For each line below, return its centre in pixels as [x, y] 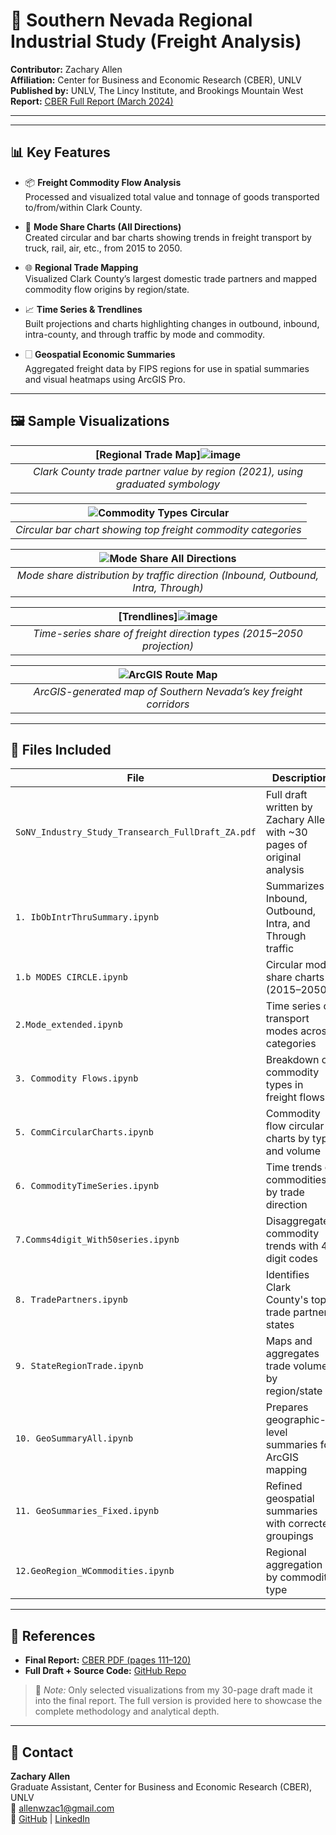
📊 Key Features [60, 152]
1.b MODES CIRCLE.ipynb [72, 977]
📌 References [53, 1635]
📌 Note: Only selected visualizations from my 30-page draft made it [173, 1690]
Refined [284, 1486]
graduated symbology [168, 484]
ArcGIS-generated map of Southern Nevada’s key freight [168, 691]
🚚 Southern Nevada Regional [131, 20]
